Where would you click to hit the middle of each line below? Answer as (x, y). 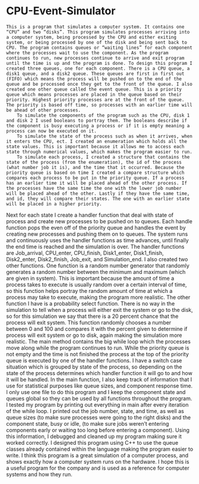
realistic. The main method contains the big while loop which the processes (99, 341)
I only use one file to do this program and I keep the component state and (96, 392)
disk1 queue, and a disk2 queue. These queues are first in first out (95, 74)
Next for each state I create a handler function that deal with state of (90, 215)
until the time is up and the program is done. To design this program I (99, 63)
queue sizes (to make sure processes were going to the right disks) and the (99, 417)
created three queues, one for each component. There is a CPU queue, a (98, 68)
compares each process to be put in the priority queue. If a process (95, 178)
